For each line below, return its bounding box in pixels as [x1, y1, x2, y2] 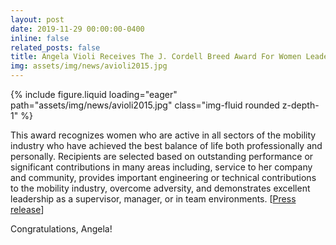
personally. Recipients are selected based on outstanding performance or [10, 151, 314, 162]
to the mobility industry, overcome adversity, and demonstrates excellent [10, 182, 311, 194]
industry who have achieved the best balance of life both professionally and [10, 140, 323, 151]
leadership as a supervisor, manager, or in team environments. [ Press [10, 193, 297, 205]
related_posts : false [10, 42, 101, 53]
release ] [10, 204, 45, 215]
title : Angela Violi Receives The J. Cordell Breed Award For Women [10, 52, 302, 62]
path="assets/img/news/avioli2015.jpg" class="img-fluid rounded [10, 99, 280, 111]
